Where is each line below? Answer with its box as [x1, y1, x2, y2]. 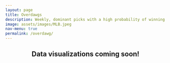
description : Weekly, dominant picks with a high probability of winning [5, 17, 165, 22]
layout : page [5, 7, 33, 13]
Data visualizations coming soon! [31, 50, 140, 58]
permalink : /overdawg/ [5, 31, 53, 36]
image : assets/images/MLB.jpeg [5, 21, 72, 27]
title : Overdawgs [5, 12, 42, 17]
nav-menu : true [5, 26, 38, 31]
